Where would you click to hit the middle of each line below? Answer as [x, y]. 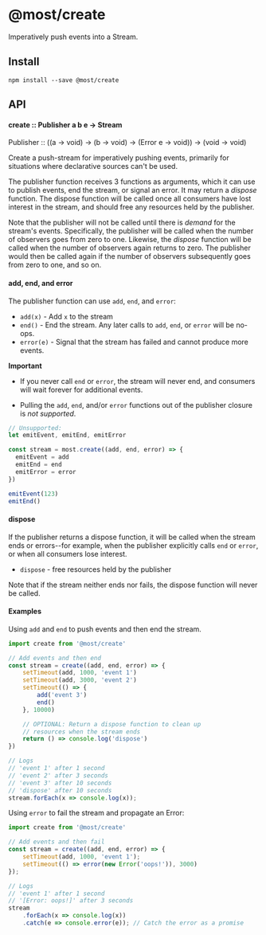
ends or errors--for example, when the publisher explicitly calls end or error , [133, 545]
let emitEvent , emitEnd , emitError [67, 436]
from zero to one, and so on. [55, 265]
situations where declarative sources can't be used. [93, 166]
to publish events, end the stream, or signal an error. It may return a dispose [133, 190]
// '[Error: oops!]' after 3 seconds [71, 901]
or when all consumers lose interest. [68, 554]
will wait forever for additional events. [81, 389]
